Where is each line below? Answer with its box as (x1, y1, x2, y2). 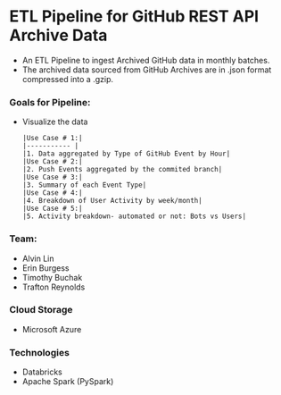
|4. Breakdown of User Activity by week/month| (21, 197, 202, 206)
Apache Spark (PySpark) (21, 376, 114, 387)
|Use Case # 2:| (21, 157, 83, 166)
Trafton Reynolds (21, 282, 86, 292)
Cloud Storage (9, 304, 73, 316)
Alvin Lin (21, 253, 54, 264)
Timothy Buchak (21, 272, 83, 282)
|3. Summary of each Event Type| (21, 181, 147, 189)
